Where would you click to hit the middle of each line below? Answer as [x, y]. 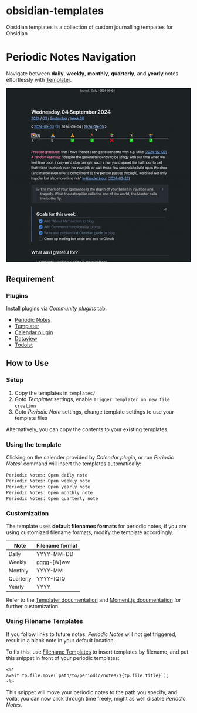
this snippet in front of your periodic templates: [63, 658]
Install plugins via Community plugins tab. [57, 308]
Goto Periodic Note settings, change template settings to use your [94, 412]
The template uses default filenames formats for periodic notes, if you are [96, 526]
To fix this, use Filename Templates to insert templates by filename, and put [97, 652]
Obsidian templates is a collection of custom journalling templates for [90, 27]
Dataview [26, 339]
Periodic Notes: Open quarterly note [52, 498]
